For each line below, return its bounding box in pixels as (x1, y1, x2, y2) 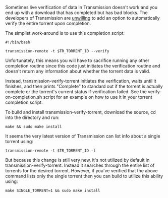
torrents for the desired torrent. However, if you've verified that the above (5, 168, 158, 173)
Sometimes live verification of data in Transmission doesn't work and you (5, 5, 158, 10)
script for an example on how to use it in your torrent (43, 94, 152, 100)
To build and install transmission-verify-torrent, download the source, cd (5, 109, 156, 115)
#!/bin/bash (5, 40, 30, 45)
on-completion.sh (5, 94, 42, 100)
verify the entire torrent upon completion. (5, 20, 91, 26)
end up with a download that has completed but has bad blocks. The (5, 10, 148, 16)
